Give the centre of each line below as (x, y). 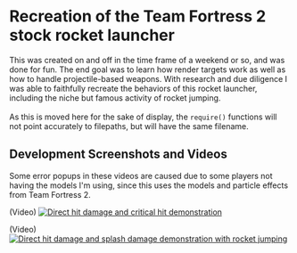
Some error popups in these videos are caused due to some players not (141, 175)
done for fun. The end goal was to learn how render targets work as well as (148, 69)
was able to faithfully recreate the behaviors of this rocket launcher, (133, 88)
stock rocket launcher (92, 35)
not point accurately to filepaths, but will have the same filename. (129, 126)
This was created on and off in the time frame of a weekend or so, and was (147, 60)
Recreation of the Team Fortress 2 (138, 16)
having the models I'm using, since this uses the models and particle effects (148, 185)
